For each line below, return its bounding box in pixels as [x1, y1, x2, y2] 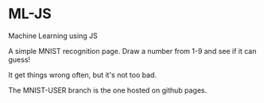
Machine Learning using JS [8, 31, 98, 40]
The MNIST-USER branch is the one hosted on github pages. [8, 85, 208, 95]
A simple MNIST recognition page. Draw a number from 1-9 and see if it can [8, 46, 257, 55]
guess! [8, 55, 30, 64]
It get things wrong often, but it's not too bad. [8, 70, 157, 79]
